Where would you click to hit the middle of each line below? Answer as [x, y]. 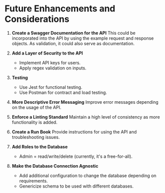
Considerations [37, 19]
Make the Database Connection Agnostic [55, 166]
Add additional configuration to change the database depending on [88, 175]
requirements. [33, 181]
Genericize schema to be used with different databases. [76, 186]
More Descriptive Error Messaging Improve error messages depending [85, 102]
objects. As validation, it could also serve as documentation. [73, 43]
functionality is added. [34, 122]
